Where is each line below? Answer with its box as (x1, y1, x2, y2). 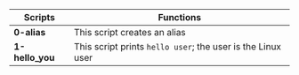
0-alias (13, 26, 46, 38)
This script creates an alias (74, 26, 187, 38)
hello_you (13, 52, 55, 64)
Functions (158, 11, 202, 23)
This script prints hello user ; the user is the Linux (74, 41, 282, 52)
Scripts (23, 11, 55, 23)
